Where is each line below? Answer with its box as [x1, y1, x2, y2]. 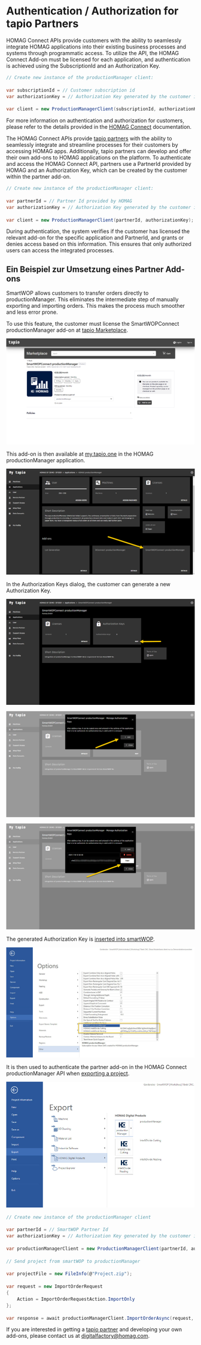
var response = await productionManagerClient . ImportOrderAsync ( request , [6, 1315, 194, 1321]
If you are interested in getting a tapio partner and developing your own [6, 1326, 182, 1333]
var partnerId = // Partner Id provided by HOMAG [6, 198, 133, 204]
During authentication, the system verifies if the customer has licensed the [6, 228, 190, 235]
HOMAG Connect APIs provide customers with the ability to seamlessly [6, 37, 182, 44]
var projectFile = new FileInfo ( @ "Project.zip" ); [6, 1271, 133, 1277]
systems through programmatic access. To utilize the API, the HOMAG [6, 49, 179, 56]
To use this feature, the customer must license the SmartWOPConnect [6, 320, 179, 328]
